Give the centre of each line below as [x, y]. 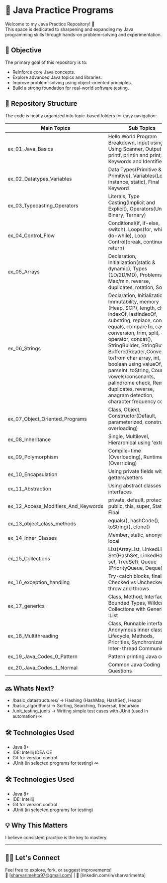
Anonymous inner [129, 630]
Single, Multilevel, [129, 436]
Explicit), [118, 209]
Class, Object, [124, 410]
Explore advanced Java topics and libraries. [57, 77]
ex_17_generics [26, 606]
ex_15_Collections [29, 558]
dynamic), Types [128, 268]
